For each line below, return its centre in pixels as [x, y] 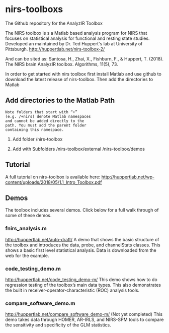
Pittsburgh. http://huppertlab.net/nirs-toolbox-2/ [55, 49]
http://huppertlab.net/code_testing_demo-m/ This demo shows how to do [81, 279]
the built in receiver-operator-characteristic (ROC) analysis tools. [72, 290]
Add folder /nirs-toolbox [37, 139]
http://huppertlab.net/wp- [128, 177]
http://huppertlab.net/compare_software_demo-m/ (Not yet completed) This [84, 314]
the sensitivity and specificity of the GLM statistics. [58, 325]
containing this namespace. [35, 129]
